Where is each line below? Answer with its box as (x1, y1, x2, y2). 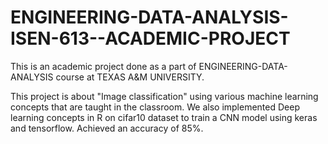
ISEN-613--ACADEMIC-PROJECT (10, 27, 291, 50)
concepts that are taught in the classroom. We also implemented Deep (10, 101, 300, 113)
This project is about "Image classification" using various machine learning (10, 90, 319, 102)
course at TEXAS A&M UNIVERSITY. (55, 71, 205, 83)
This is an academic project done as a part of (10, 60, 197, 72)
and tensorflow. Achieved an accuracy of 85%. (10, 122, 204, 134)
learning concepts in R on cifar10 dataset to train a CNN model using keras (10, 111, 318, 123)
